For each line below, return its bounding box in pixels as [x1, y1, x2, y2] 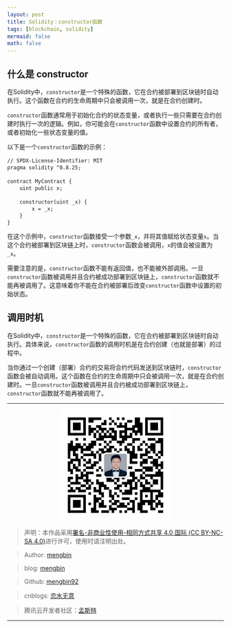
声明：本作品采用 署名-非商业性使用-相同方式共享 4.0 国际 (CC [23, 528, 200, 537]
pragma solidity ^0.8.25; [7, 164, 81, 171]
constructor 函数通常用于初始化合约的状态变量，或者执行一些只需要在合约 [7, 111, 216, 119]
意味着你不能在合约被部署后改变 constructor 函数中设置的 [54, 281, 216, 289]
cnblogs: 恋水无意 [23, 592, 75, 600]
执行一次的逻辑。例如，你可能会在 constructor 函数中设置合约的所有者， [19, 119, 222, 127]
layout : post [7, 11, 45, 18]
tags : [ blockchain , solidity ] [7, 25, 94, 32]
